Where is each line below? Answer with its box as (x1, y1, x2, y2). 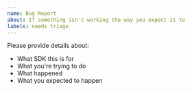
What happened (16, 69, 63, 77)
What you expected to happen (16, 77, 103, 85)
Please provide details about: (7, 42, 89, 50)
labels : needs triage (7, 23, 69, 29)
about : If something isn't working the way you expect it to (7, 16, 186, 23)
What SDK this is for (16, 55, 74, 63)
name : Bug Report (7, 10, 57, 17)
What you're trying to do (16, 62, 86, 70)
